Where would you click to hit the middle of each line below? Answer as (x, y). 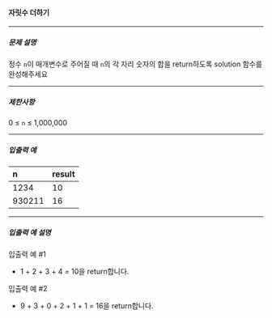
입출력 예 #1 (27, 254)
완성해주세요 (28, 74)
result (64, 174)
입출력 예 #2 (28, 289)
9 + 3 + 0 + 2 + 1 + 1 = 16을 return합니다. (87, 306)
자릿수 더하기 (29, 12)
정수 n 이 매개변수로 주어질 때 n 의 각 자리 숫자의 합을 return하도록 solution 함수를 (136, 64)
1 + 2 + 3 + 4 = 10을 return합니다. (74, 272)
